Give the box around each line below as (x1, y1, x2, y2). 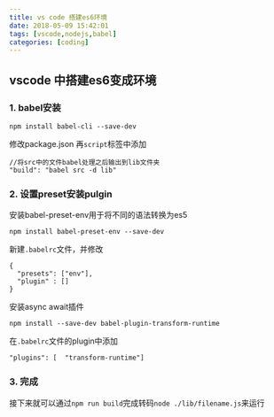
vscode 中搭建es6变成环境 (9, 73, 157, 88)
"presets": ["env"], (17, 269, 93, 279)
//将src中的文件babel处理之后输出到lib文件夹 (9, 158, 160, 166)
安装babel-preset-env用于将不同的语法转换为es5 (9, 210, 188, 220)
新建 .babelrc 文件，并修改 (9, 244, 104, 255)
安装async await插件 (9, 302, 84, 313)
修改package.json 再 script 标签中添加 (9, 138, 147, 149)
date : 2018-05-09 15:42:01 (9, 21, 109, 30)
